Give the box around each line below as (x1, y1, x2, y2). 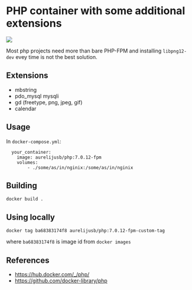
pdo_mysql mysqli (14, 93, 59, 100)
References (6, 255, 50, 265)
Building (6, 180, 37, 190)
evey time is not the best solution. (15, 53, 97, 60)
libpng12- (162, 48, 187, 54)
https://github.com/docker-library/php (14, 277, 108, 284)
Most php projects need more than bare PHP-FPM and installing (6, 47, 162, 54)
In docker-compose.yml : (6, 137, 61, 145)
